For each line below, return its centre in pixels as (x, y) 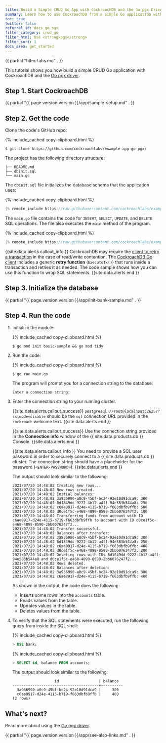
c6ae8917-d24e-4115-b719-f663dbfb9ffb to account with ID (73, 520)
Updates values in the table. (48, 606)
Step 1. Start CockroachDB (47, 91)
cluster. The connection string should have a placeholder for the (78, 461)
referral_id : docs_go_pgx (32, 28)
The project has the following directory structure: (55, 158)
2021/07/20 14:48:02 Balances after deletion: (61, 568)
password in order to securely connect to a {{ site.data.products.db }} (83, 456)
